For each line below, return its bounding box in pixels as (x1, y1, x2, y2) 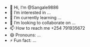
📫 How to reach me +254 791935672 (9, 25, 85, 31)
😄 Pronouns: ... (9, 32, 41, 38)
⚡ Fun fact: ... (9, 37, 36, 43)
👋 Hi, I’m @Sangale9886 (9, 5, 59, 10)
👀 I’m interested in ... (9, 10, 51, 15)
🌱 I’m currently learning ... (9, 15, 62, 20)
